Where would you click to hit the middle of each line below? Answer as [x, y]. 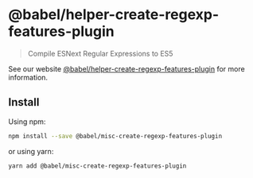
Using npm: [27, 122]
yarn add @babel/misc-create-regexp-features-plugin [97, 166]
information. [28, 77]
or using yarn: [31, 151]
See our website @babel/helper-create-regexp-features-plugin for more [127, 68]
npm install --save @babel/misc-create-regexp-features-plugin [115, 136]
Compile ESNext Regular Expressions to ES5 [100, 53]
